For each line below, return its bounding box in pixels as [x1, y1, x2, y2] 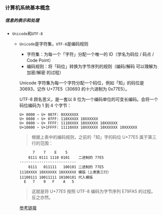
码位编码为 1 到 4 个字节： [19, 102, 72, 108]
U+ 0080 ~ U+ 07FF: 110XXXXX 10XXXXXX [19, 116, 98, 121]
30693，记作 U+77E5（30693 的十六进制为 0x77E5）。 [19, 86, 130, 92]
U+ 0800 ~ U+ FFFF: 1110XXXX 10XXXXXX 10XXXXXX [19, 120, 118, 125]
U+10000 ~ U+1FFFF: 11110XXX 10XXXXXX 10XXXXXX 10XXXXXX [19, 125, 138, 130]
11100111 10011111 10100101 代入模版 [19, 175, 93, 180]
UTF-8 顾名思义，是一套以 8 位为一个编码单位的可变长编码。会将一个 [19, 96, 158, 102]
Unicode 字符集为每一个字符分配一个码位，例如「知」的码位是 [19, 79, 145, 86]
